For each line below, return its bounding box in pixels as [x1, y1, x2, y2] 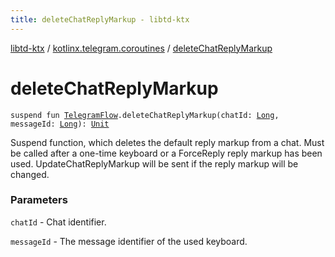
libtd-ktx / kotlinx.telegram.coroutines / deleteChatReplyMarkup [10, 42, 273, 54]
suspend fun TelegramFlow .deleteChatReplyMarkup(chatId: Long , [10, 110, 280, 120]
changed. [10, 168, 50, 180]
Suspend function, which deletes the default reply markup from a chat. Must [10, 136, 325, 148]
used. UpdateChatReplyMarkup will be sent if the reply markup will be [10, 157, 299, 170]
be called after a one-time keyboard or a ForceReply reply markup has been [10, 147, 323, 159]
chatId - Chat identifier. [10, 216, 107, 228]
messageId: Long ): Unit [10, 119, 110, 129]
